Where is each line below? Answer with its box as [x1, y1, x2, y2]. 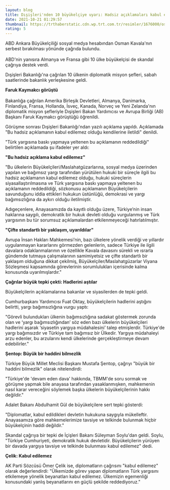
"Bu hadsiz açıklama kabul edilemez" [5, 154, 86, 160]
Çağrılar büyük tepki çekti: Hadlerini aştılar [5, 279, 98, 285]
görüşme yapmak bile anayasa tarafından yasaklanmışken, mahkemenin [5, 381, 155, 387]
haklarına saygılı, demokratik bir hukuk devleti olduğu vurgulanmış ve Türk [5, 212, 160, 218]
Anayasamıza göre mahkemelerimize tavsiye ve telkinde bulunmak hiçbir [5, 417, 157, 423]
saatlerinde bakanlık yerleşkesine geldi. [5, 77, 88, 83]
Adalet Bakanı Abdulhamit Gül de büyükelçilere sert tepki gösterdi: [5, 402, 143, 408]
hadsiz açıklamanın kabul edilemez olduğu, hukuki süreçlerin [5, 175, 132, 181]
